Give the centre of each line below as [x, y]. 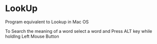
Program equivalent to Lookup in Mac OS [47, 22]
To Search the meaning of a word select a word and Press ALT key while [78, 31]
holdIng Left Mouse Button [32, 36]
